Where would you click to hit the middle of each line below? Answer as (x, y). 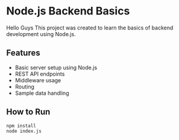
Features (23, 53)
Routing (25, 87)
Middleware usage (38, 80)
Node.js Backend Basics (68, 11)
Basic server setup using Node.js (56, 67)
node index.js (24, 131)
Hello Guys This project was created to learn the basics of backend (90, 28)
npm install (21, 126)
